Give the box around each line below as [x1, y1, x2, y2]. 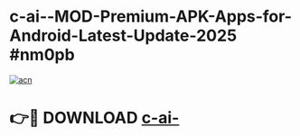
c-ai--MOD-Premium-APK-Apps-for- [9, 6, 292, 27]
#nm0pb [9, 45, 75, 65]
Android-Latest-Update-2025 [9, 25, 238, 46]
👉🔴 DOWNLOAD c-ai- [9, 108, 180, 128]
